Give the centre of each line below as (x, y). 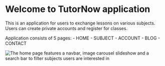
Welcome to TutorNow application (78, 9)
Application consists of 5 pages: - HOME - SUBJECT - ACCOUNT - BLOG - (83, 38)
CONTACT (16, 43)
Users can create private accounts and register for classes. (66, 28)
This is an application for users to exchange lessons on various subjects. (80, 23)
